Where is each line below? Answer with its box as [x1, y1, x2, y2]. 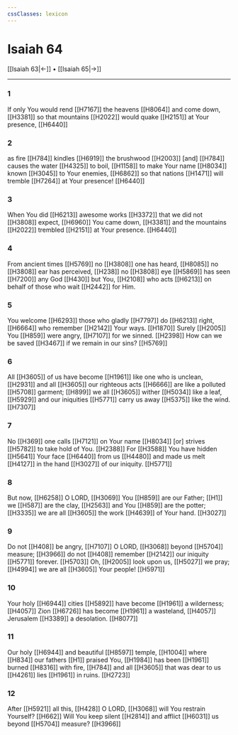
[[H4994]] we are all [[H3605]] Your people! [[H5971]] [7, 565, 165, 574]
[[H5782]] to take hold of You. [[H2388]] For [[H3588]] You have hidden [7, 444, 217, 453]
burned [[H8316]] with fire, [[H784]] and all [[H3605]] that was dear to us [7, 662, 222, 672]
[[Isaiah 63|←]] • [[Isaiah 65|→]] [7, 65, 101, 73]
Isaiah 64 [7, 41, 63, 57]
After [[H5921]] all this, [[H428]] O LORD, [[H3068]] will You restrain [7, 704, 205, 713]
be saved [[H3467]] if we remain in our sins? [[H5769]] [7, 339, 168, 348]
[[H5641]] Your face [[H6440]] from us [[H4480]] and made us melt [7, 452, 205, 461]
